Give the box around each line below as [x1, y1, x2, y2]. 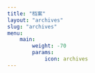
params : [32, 49, 54, 56]
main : [19, 36, 36, 43]
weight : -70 [32, 42, 67, 49]
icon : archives [44, 56, 89, 63]
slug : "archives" [7, 23, 58, 30]
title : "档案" [7, 10, 46, 17]
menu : [7, 29, 23, 37]
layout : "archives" [7, 17, 64, 24]
